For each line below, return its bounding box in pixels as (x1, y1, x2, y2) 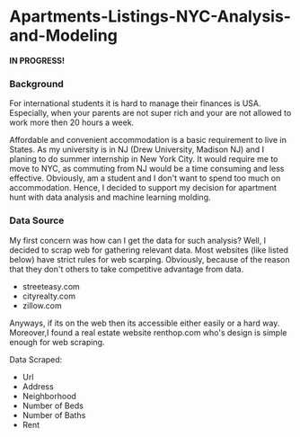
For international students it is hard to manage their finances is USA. (9, 98, 261, 109)
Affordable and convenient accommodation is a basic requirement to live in (9, 135, 287, 146)
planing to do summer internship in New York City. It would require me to (9, 154, 278, 165)
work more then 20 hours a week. (9, 117, 135, 128)
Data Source (9, 214, 65, 227)
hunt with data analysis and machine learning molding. (9, 192, 211, 203)
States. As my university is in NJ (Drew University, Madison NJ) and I (9, 144, 265, 155)
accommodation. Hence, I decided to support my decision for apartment (9, 183, 277, 193)
